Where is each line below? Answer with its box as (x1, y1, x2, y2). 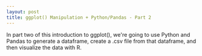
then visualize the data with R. (6, 43, 82, 51)
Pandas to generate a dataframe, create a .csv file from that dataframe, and (6, 37, 197, 45)
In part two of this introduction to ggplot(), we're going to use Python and (6, 31, 190, 38)
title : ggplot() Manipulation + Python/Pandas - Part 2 (6, 14, 151, 20)
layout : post (6, 8, 40, 15)
